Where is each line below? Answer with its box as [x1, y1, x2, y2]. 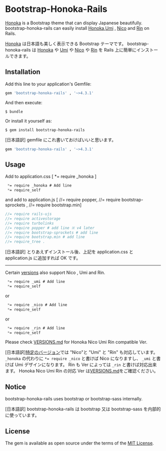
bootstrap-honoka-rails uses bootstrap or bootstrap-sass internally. [5, 396, 143, 402]
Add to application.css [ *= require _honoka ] [5, 174, 97, 180]
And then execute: [5, 99, 42, 105]
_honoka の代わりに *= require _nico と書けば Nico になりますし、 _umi [5, 356, 151, 362]
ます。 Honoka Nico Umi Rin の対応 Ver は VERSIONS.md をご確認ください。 [5, 368, 159, 374]
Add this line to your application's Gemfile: [5, 81, 91, 87]
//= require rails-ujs [5, 212, 52, 217]
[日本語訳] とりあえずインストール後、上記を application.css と [5, 249, 133, 255]
